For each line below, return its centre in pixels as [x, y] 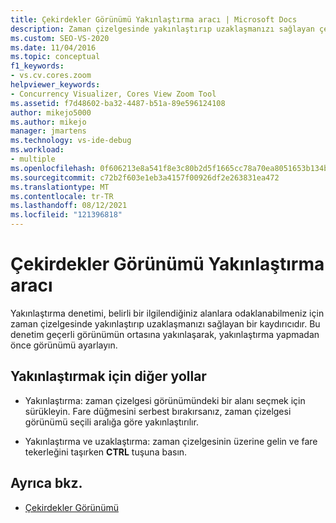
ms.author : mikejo [48, 122]
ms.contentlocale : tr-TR [62, 196]
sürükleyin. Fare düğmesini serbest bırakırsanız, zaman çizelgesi [158, 411]
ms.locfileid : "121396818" [66, 215]
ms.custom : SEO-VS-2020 [60, 38]
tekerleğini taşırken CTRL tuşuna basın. [106, 452]
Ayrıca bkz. [46, 483]
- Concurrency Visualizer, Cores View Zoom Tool [113, 94]
